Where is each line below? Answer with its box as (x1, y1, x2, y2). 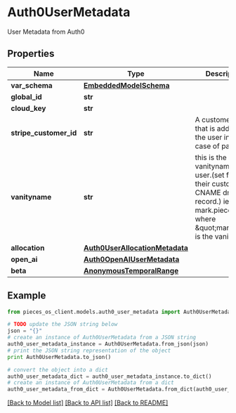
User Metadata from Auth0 (7, 27, 85, 36)
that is (195, 124, 216, 133)
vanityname (11, 192, 52, 202)
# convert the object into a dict (7, 366, 109, 373)
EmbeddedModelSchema (83, 80, 170, 90)
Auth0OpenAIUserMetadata (83, 254, 180, 264)
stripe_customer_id (11, 128, 77, 138)
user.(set (195, 170, 225, 180)
